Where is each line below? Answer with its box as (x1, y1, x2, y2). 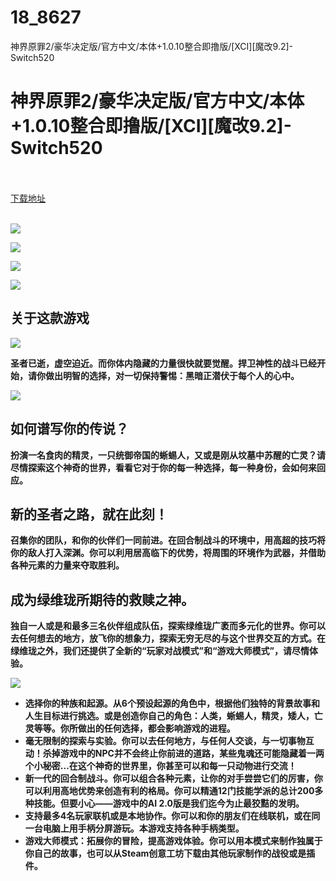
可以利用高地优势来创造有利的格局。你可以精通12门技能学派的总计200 (24, 785, 315, 797)
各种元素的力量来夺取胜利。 (10, 559, 125, 571)
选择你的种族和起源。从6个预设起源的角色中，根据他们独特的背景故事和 (24, 697, 320, 710)
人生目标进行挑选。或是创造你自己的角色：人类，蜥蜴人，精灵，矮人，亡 (24, 710, 323, 722)
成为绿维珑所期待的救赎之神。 (10, 591, 195, 608)
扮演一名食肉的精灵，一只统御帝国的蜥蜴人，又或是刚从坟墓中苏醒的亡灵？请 (10, 449, 326, 461)
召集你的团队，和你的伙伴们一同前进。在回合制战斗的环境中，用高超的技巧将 (10, 534, 326, 546)
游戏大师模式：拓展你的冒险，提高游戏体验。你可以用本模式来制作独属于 (24, 835, 323, 847)
